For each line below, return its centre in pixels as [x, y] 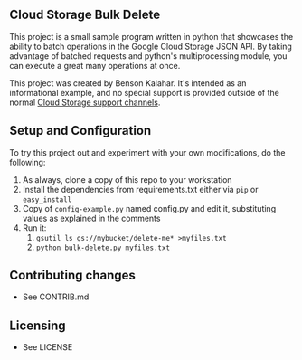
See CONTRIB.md [56, 297]
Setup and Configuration [80, 131]
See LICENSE [47, 347]
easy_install [47, 199]
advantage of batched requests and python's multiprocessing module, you [148, 56]
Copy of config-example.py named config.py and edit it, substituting [149, 208]
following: [28, 162]
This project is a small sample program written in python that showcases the [151, 36]
